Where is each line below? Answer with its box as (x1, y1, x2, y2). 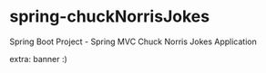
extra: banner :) (9, 53, 68, 64)
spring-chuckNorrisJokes (9, 6, 210, 27)
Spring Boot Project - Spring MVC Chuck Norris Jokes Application (9, 36, 257, 47)
